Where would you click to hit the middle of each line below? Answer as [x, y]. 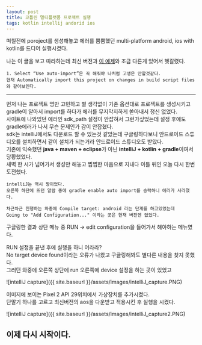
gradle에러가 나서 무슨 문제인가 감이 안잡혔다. [60, 126]
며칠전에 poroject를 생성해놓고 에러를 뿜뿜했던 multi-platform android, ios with [100, 41]
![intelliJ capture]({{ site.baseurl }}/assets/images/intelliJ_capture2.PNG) [96, 314]
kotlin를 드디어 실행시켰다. [37, 48]
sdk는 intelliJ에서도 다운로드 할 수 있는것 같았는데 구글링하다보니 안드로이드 [95, 134]
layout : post [23, 12]
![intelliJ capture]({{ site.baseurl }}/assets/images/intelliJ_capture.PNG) [94, 282]
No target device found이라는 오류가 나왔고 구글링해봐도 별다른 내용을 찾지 [95, 255]
